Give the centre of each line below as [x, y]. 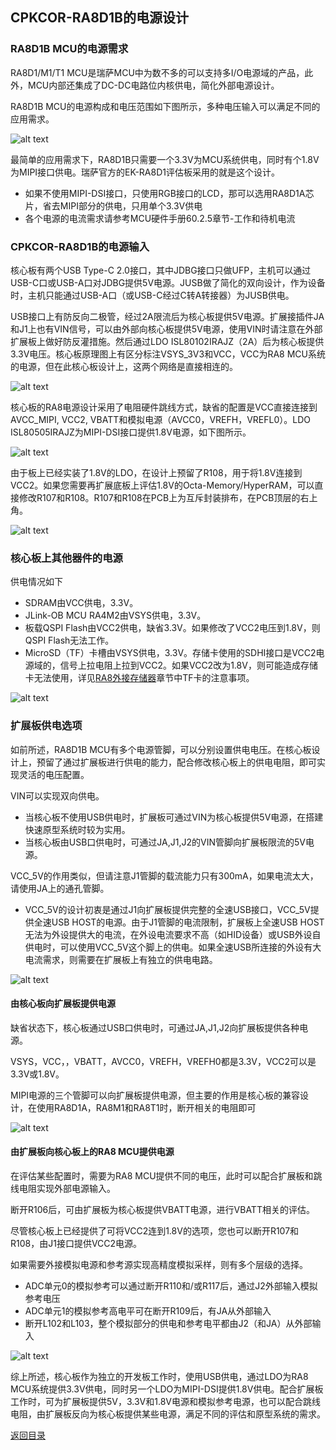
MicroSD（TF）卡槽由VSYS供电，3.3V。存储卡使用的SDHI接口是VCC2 [170, 653]
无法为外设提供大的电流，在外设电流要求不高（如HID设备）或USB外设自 [173, 934]
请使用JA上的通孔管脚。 [60, 888]
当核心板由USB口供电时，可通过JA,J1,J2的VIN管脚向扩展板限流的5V [165, 842]
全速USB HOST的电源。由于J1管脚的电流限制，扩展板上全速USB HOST [179, 922]
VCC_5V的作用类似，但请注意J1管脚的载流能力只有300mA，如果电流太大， [164, 875]
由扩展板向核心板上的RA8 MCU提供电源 [92, 1152]
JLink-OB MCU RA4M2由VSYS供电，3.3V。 [115, 615]
